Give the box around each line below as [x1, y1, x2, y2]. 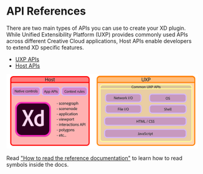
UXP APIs [15, 55, 40, 63]
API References [6, 4, 86, 18]
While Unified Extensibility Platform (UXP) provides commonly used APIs [6, 30, 188, 38]
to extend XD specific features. [6, 44, 84, 51]
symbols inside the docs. [6, 161, 69, 169]
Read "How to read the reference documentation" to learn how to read [6, 155, 183, 162]
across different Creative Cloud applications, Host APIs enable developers [6, 37, 192, 44]
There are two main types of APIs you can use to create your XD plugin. [6, 24, 186, 32]
